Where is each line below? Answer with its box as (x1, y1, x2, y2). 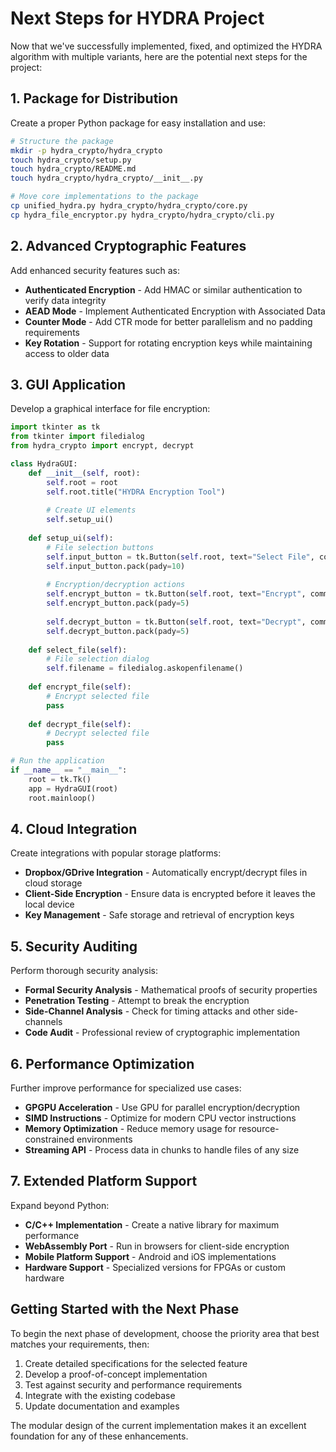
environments (76, 1133, 133, 1145)
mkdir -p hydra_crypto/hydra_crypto (10, 145, 163, 156)
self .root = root (46, 477, 118, 487)
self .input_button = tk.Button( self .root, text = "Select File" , (46, 552, 315, 562)
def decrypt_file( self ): (28, 719, 132, 729)
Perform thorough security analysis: (10, 965, 158, 977)
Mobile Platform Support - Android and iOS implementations (24, 1250, 277, 1262)
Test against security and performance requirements (24, 1378, 243, 1391)
